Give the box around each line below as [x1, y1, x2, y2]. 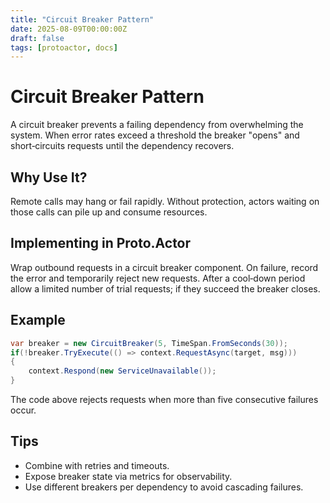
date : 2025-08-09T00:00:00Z [10, 24, 128, 34]
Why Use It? [10, 169, 88, 186]
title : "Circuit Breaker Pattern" [10, 14, 155, 25]
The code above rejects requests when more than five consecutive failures [10, 394, 319, 405]
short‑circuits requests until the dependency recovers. [10, 140, 235, 152]
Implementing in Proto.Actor [10, 235, 192, 252]
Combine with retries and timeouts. [24, 459, 170, 471]
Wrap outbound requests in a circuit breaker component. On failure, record [10, 261, 319, 273]
